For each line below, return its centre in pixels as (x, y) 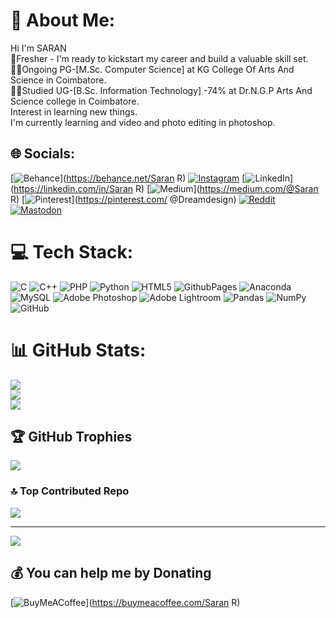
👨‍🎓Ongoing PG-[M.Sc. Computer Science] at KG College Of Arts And (152, 69)
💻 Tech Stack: (72, 251)
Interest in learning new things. (74, 111)
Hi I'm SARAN (38, 48)
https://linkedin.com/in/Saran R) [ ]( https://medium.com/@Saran (166, 188)
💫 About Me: (63, 20)
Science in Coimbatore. (58, 80)
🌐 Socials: (43, 154)
